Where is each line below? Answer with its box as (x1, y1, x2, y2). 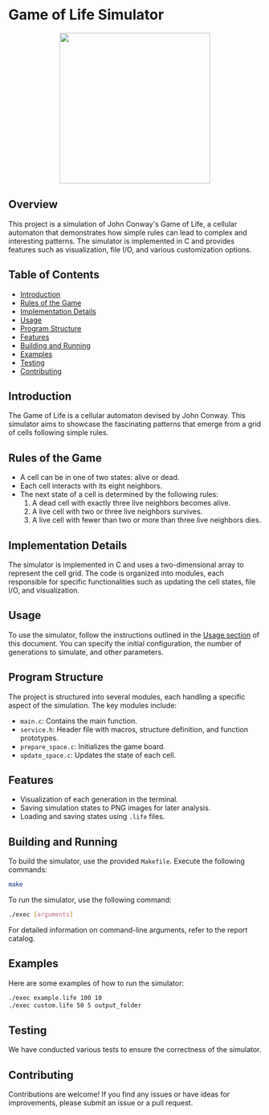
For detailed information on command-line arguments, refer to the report (8, 925, 248, 934)
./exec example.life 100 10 (8, 994, 103, 1002)
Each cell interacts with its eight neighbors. (19, 481, 163, 491)
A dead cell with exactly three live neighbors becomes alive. (31, 498, 231, 508)
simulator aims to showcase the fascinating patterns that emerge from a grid (8, 420, 262, 429)
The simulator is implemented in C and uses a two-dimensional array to (8, 560, 244, 569)
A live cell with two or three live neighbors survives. (31, 506, 203, 516)
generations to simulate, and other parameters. (8, 647, 164, 657)
